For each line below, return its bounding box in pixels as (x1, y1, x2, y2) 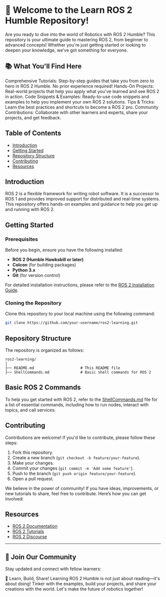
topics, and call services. (5, 407, 56, 413)
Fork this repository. (12, 449, 53, 455)
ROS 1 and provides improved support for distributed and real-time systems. (5, 196, 160, 202)
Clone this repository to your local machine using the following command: (5, 311, 155, 317)
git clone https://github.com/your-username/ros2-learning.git (5, 321, 138, 326)
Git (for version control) (12, 272, 61, 278)
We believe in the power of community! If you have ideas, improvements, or (5, 485, 159, 491)
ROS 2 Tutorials (12, 529, 44, 535)
